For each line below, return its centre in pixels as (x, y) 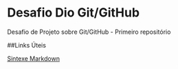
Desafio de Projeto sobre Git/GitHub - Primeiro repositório (89, 32)
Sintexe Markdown (34, 58)
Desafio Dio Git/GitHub (73, 13)
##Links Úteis (27, 45)
